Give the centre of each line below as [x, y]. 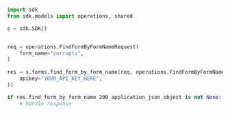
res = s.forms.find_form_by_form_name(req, [70, 72]
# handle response [46, 103]
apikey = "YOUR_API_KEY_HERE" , [61, 79]
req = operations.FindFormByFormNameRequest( [73, 47]
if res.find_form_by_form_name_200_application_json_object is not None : [115, 97]
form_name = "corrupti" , [52, 53]
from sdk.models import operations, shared [70, 16]
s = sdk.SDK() [27, 28]
